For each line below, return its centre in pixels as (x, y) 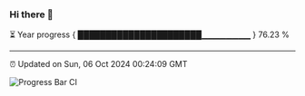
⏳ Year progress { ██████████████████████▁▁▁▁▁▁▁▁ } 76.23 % (150, 34)
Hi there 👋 (32, 14)
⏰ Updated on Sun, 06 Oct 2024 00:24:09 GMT (98, 64)
